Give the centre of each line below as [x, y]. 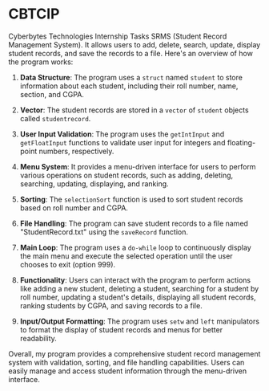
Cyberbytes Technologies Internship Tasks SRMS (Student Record [118, 36]
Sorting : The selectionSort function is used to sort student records [131, 199]
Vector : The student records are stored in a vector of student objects [134, 110]
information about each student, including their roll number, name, [129, 86]
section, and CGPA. [52, 94]
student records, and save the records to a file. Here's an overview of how [131, 53]
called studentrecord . [55, 118]
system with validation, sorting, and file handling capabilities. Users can [126, 362]
